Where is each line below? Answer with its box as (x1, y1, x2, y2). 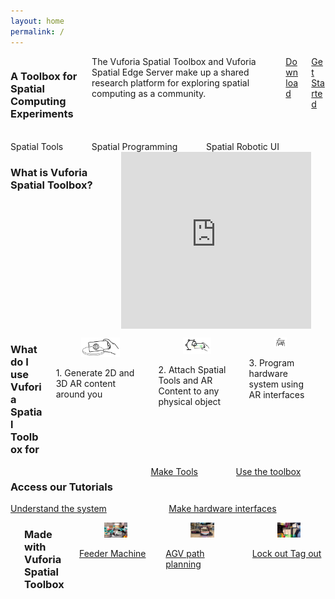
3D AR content (55, 378, 117, 390)
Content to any (158, 385, 220, 397)
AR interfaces (248, 389, 305, 401)
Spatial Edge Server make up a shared (91, 66, 250, 78)
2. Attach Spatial (158, 363, 227, 375)
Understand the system (10, 502, 107, 514)
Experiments (10, 107, 74, 121)
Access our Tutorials (10, 480, 113, 494)
